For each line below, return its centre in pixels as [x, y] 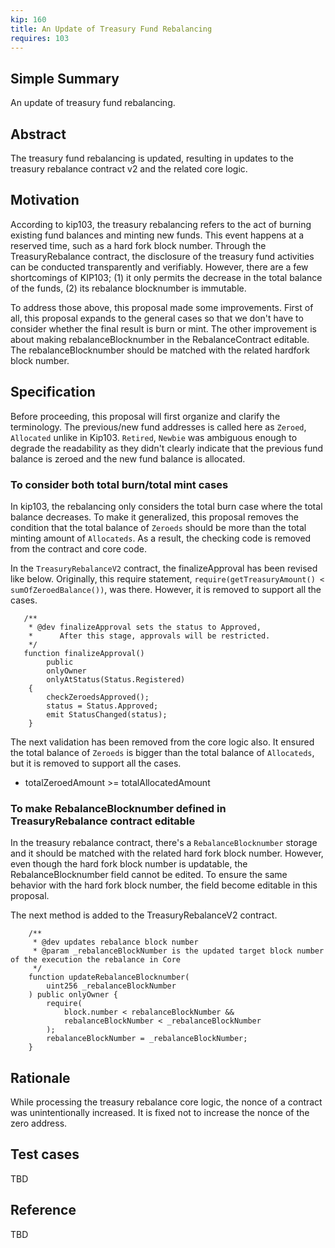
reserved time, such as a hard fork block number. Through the [138, 245]
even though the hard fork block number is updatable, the [129, 864]
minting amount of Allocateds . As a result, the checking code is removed [161, 538]
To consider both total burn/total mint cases [119, 484]
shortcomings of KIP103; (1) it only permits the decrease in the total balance [166, 277]
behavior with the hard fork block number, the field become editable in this [164, 885]
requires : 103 [40, 38]
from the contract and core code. [78, 548]
